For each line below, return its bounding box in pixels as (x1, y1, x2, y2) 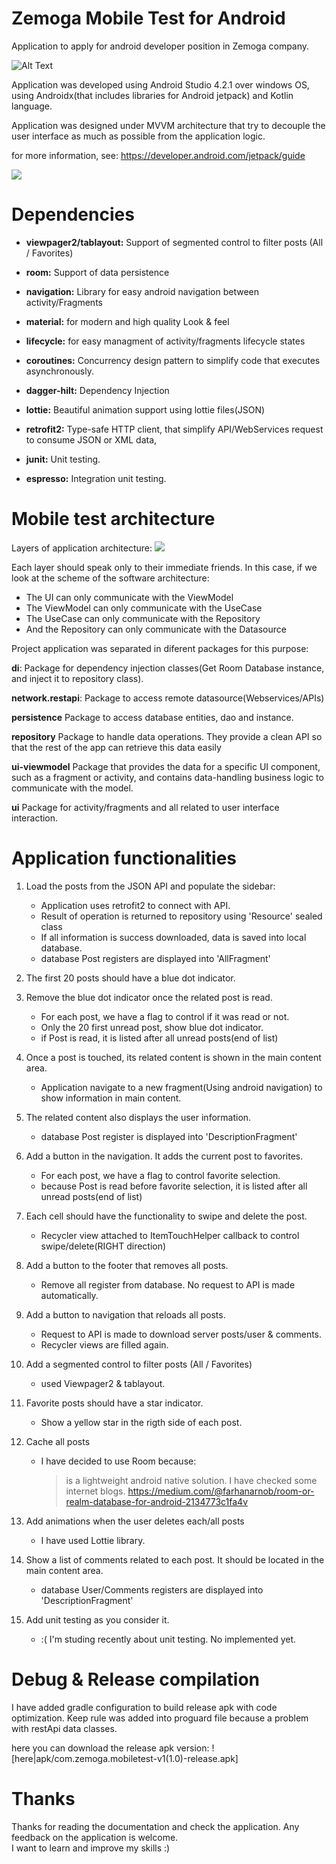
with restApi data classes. (11, 1722, 118, 1734)
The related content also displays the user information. (25, 1111, 252, 1123)
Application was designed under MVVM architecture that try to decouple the (11, 119, 326, 131)
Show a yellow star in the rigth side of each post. (40, 1416, 243, 1428)
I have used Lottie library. (40, 1534, 146, 1546)
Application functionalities (11, 847, 238, 869)
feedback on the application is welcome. (11, 1831, 179, 1843)
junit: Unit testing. (25, 453, 101, 465)
